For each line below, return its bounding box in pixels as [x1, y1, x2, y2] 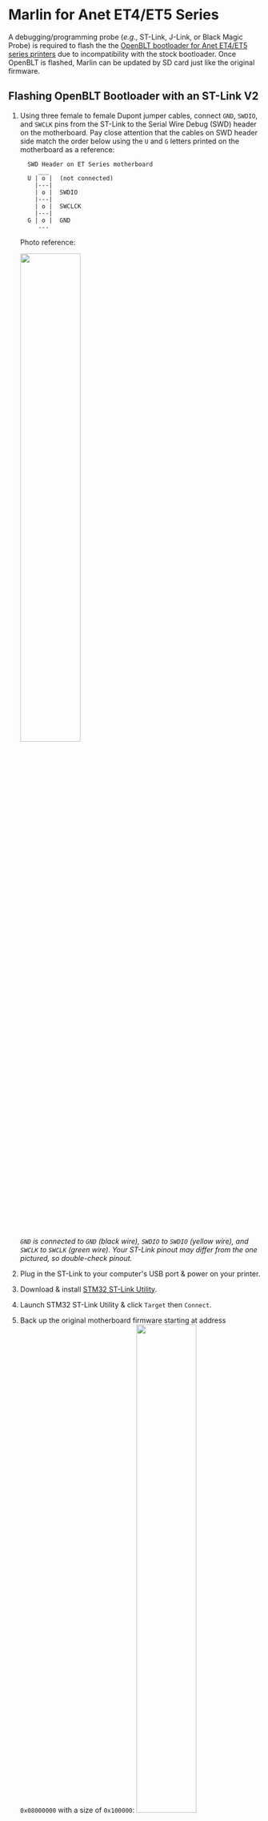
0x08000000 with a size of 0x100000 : [19, 1805, 135, 1815]
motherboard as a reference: [19, 144, 115, 154]
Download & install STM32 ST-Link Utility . [19, 1284, 158, 1294]
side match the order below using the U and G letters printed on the [19, 136, 240, 146]
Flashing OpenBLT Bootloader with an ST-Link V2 [8, 90, 259, 103]
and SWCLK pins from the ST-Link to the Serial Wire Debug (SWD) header [19, 119, 258, 129]
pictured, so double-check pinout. [19, 1253, 133, 1263]
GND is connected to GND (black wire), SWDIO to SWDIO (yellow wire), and [19, 1236, 250, 1246]
